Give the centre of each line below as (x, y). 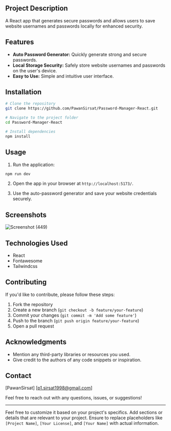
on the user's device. (35, 70)
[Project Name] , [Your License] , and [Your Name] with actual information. (82, 423)
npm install (18, 136)
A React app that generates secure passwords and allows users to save (80, 20)
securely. (22, 199)
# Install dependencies (31, 131)
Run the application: (34, 165)
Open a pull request (33, 326)
